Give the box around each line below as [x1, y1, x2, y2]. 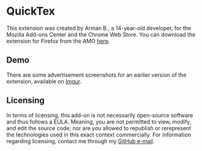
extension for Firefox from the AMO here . [6, 37, 110, 44]
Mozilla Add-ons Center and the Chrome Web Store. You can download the [6, 30, 196, 38]
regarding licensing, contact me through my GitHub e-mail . [6, 137, 155, 144]
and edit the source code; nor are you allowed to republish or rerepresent [6, 124, 192, 132]
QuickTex [6, 4, 55, 18]
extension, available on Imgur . [6, 77, 82, 85]
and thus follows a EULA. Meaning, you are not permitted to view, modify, [6, 118, 192, 125]
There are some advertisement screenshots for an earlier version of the [6, 71, 187, 79]
